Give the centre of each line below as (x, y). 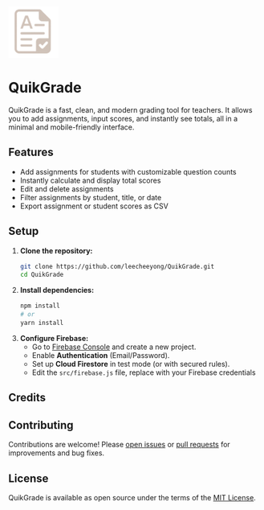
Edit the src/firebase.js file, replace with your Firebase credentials (144, 372)
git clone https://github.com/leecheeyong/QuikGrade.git (117, 266)
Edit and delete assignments (67, 189)
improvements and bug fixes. (57, 453)
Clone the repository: (56, 250)
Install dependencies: (57, 290)
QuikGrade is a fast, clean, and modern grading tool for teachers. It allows (130, 109)
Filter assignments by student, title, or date (91, 197)
